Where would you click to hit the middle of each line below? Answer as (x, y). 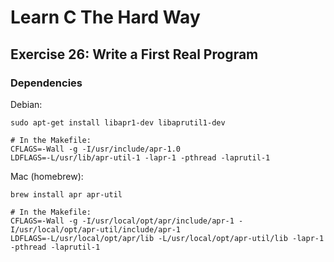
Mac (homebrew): (47, 176)
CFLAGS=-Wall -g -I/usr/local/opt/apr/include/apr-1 (122, 221)
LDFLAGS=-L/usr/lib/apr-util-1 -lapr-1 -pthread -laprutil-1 (140, 157)
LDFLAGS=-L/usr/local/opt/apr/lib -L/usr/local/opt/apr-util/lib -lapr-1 (167, 238)
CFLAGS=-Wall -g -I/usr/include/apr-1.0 (96, 149)
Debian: (26, 104)
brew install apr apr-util (66, 194)
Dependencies (46, 83)
